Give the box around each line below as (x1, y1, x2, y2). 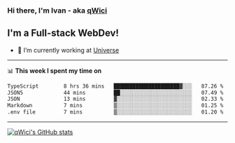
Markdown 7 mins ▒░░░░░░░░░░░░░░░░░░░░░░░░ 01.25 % (7, 102, 224, 109)
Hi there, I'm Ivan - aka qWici (7, 6, 107, 15)
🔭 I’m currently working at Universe (17, 46, 120, 54)
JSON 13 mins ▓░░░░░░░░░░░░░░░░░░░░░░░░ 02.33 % (7, 95, 224, 103)
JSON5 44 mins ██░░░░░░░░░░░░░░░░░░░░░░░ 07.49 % (7, 89, 224, 96)
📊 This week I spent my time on (7, 66, 102, 75)
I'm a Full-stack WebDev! (7, 27, 119, 39)
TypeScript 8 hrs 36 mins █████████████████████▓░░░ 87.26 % (7, 83, 224, 90)
